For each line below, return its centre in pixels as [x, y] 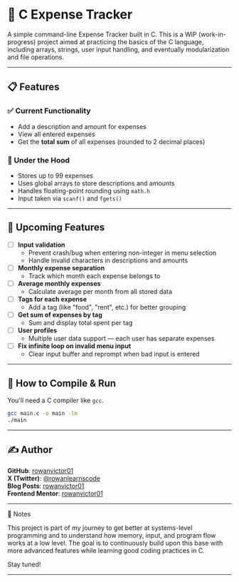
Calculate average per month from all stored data [100, 291]
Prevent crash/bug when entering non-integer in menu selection [122, 252]
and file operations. [36, 57]
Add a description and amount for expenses [82, 126]
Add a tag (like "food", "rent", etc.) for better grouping [107, 307]
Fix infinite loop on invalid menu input [74, 346]
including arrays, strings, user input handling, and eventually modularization [118, 49]
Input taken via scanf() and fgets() [70, 198]
